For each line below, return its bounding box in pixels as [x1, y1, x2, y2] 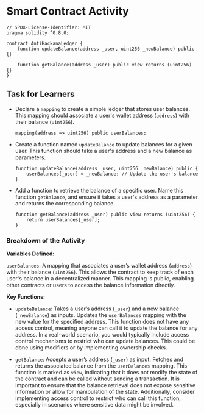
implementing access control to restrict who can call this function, [15, 394, 181, 402]
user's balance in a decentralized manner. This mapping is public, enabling [6, 275, 194, 282]
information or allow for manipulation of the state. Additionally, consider [15, 388, 195, 396]
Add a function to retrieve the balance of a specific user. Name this [15, 187, 184, 194]
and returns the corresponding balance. [15, 199, 116, 207]
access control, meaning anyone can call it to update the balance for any [15, 324, 198, 332]
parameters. [15, 154, 46, 161]
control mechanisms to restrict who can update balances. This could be [15, 337, 195, 345]
